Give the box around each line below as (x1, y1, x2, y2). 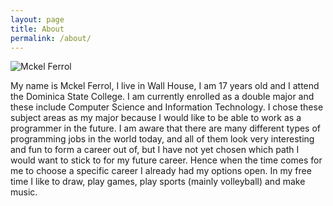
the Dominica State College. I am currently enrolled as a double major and (10, 91, 315, 103)
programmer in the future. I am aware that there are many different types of (10, 122, 322, 135)
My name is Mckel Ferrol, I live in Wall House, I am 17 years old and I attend (10, 80, 320, 92)
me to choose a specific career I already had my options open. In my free (10, 165, 312, 177)
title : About (10, 24, 65, 34)
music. (10, 186, 38, 198)
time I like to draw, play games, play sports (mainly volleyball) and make (10, 176, 306, 188)
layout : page (10, 14, 65, 25)
